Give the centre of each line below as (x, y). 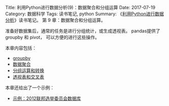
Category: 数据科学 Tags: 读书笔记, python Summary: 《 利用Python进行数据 (85, 14)
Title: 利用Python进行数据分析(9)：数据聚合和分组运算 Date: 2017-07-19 (80, 7)
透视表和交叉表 (28, 77)
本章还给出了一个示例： (30, 87)
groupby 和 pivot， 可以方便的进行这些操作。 (52, 37)
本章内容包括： (21, 48)
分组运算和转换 (28, 70)
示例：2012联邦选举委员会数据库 (47, 98)
